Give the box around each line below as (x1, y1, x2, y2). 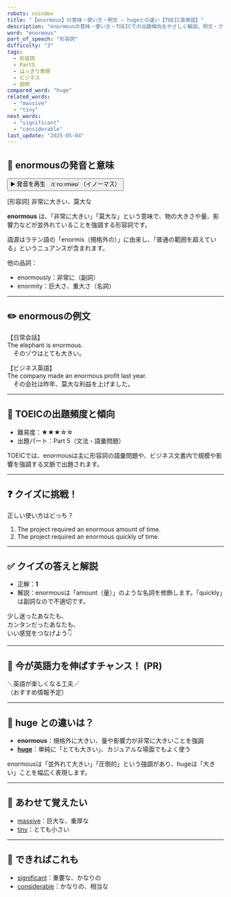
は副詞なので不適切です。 (16, 598, 89, 606)
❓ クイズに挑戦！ (7, 489, 78, 500)
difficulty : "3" (7, 42, 54, 49)
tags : (7, 49, 23, 56)
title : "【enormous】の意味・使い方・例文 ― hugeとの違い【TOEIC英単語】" (7, 17, 204, 23)
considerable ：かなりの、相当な (16, 882, 109, 890)
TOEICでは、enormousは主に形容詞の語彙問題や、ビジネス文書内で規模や (7, 451, 217, 460)
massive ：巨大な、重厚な (16, 816, 89, 825)
